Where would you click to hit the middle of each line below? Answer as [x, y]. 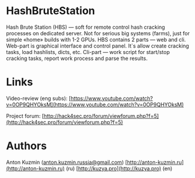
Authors [26, 146]
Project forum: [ [25, 116]
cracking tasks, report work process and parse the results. [77, 58]
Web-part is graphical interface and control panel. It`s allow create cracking [97, 46]
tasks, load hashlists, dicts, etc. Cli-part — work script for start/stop [88, 52]
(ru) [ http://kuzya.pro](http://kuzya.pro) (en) [119, 168]
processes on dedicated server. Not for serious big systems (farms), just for [98, 33]
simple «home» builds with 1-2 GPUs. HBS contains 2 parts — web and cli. [96, 39]
